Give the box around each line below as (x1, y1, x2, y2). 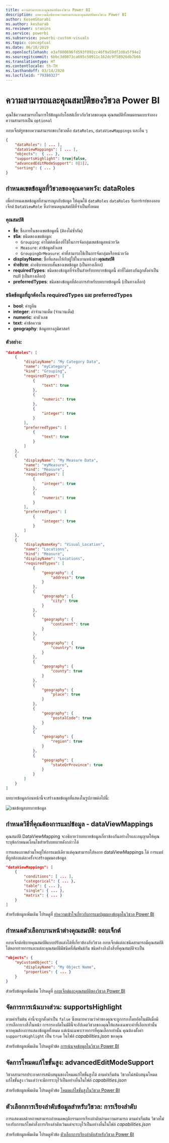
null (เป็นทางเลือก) (13, 273, 46, 279)
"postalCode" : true (50, 715, 92, 721)
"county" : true (50, 669, 82, 674)
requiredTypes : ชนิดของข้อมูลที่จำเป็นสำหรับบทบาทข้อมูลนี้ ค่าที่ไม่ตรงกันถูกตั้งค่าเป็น (13, 267, 159, 273)
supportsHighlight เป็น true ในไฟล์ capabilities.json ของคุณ (6, 1033, 123, 1039)
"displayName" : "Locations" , (24, 556, 85, 561)
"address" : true (50, 575, 85, 580)
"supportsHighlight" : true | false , (15, 156, 87, 161)
